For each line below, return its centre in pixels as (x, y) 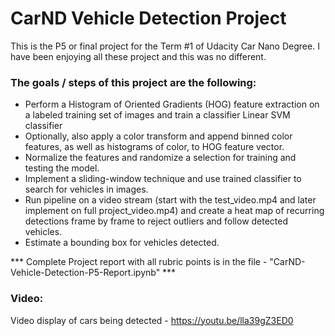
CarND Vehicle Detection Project (148, 18)
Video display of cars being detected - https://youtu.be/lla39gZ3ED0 (152, 320)
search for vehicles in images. (86, 189)
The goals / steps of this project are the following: (133, 82)
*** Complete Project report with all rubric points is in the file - (139, 262)
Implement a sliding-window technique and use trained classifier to (163, 179)
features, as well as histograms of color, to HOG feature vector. (154, 147)
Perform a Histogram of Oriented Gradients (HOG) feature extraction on (172, 104)
